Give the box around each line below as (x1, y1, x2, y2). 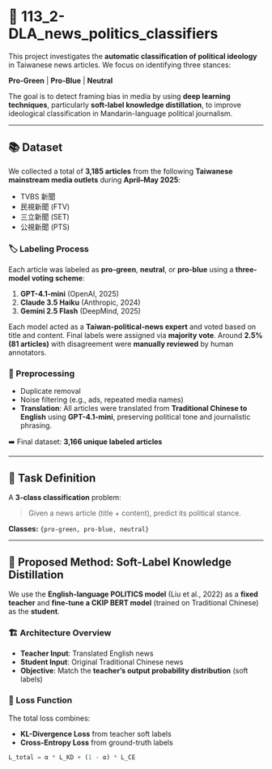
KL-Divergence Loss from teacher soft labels (19, 728, 172, 738)
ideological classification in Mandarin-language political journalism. (8, 109, 233, 118)
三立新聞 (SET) (19, 211, 70, 221)
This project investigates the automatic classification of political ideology (8, 51, 257, 61)
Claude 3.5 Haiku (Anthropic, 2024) (19, 297, 141, 307)
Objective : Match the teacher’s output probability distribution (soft (19, 666, 249, 676)
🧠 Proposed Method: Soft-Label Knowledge (8, 555, 232, 569)
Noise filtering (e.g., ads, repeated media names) (19, 395, 184, 404)
